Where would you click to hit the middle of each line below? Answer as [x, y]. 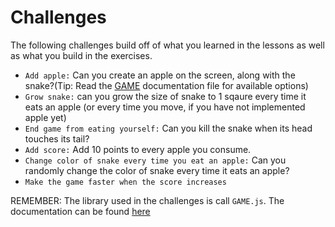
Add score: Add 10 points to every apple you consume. [138, 149]
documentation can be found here [80, 211]
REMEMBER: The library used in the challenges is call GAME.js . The [147, 200]
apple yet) [45, 117]
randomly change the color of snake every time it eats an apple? [157, 170]
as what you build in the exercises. [81, 55]
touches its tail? [57, 138]
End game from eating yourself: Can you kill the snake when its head [168, 128]
